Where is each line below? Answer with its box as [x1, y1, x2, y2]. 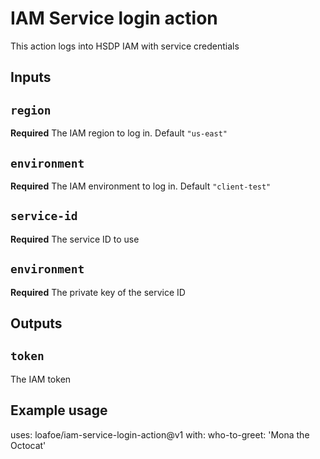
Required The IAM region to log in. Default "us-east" [10, 127, 228, 139]
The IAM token [10, 373, 72, 385]
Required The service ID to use [10, 233, 140, 245]
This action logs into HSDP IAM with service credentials [10, 40, 240, 52]
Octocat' [10, 439, 47, 451]
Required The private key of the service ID [10, 286, 186, 298]
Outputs [10, 315, 63, 332]
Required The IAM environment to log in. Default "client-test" [10, 180, 272, 192]
